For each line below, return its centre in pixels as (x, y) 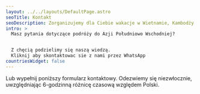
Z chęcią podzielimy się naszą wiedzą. (61, 50)
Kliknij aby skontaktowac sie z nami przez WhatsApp (78, 56)
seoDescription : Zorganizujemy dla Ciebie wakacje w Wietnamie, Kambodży (100, 23)
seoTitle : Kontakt (29, 17)
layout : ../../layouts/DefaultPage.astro (58, 12)
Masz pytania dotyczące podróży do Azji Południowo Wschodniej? (93, 34)
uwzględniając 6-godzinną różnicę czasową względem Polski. (83, 84)
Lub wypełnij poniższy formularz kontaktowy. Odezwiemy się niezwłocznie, (99, 78)
